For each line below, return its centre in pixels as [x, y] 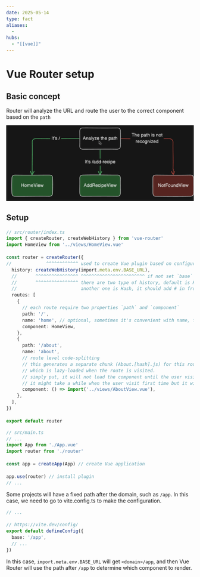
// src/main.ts [25, 433]
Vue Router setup [50, 74]
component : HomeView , [49, 326]
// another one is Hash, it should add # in [98, 289]
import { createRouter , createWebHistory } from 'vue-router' [85, 239]
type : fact [20, 19]
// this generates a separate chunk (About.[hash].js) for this [103, 364]
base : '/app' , [29, 538]
